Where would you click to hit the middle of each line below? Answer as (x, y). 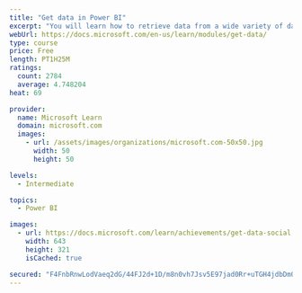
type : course (34, 43)
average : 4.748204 (52, 84)
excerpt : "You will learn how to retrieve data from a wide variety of (146, 26)
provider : (28, 109)
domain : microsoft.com (60, 126)
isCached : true (54, 258)
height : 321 (48, 249)
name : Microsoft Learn (60, 118)
